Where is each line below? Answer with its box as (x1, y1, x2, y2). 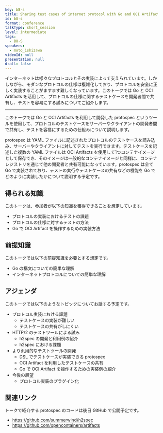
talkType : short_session (5, 25, 55, 30)
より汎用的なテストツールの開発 (12, 347, 76, 353)
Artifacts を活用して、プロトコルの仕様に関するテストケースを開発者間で (5, 93, 150, 100)
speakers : (5, 43, 25, 48)
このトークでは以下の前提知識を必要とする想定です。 (5, 255, 111, 261)
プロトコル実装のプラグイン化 (19, 378, 79, 384)
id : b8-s (5, 16, 23, 21)
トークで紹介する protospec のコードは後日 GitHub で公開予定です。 (5, 407, 142, 414)
